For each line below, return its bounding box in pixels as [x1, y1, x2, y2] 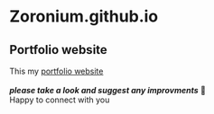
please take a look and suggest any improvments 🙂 [9, 85, 206, 95]
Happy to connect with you [9, 94, 110, 105]
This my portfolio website [9, 66, 104, 76]
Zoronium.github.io [9, 6, 159, 27]
